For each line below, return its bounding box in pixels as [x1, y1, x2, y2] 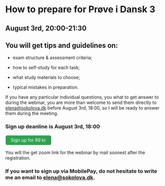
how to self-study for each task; [12, 65, 80, 71]
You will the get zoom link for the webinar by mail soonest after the [5, 149, 145, 155]
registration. [5, 154, 31, 161]
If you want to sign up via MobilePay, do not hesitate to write [5, 167, 157, 174]
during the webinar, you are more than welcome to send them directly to [5, 99, 157, 105]
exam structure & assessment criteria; [12, 55, 93, 61]
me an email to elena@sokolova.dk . [5, 174, 95, 181]
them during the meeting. [5, 111, 59, 117]
